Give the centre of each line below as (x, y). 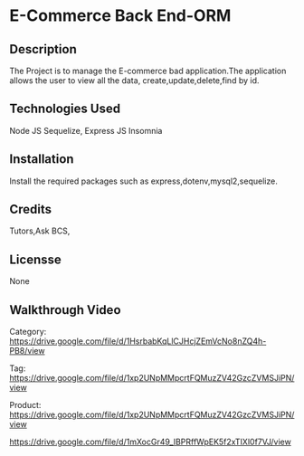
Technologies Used (65, 109)
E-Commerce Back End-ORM (120, 16)
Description (43, 49)
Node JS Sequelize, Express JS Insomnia (86, 130)
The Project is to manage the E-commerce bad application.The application (148, 71)
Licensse (35, 259)
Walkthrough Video (65, 310)
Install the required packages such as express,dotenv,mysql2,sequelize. (143, 181)
